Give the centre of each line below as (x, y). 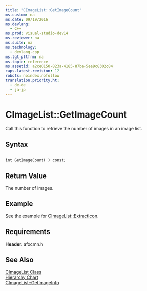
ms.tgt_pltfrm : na (24, 57)
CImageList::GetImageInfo (32, 282)
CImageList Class (23, 272)
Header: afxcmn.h (24, 244)
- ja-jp (18, 90)
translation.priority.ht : (32, 80)
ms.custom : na (20, 15)
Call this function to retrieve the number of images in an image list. (74, 129)
